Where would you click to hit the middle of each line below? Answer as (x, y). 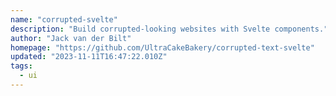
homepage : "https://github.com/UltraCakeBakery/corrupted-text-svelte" (162, 47)
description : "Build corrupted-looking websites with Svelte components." (169, 29)
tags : (21, 66)
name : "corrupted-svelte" (64, 19)
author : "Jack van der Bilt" (71, 38)
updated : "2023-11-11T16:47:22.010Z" (89, 57)
